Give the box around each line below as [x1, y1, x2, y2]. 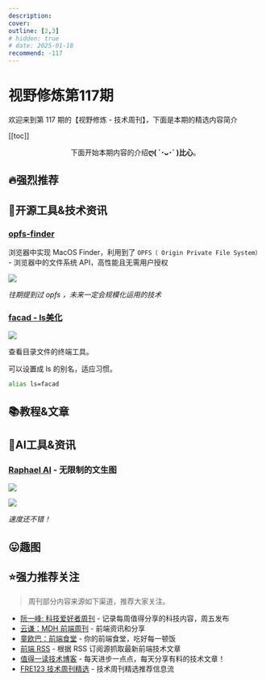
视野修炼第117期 [8, 86, 114, 105]
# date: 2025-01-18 [8, 42, 74, 50]
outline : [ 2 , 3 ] [8, 27, 60, 35]
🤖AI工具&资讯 [8, 437, 77, 452]
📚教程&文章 [8, 404, 70, 418]
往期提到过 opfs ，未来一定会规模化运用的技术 [8, 290, 162, 299]
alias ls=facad [8, 380, 60, 388]
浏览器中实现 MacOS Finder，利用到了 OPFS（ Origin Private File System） [8, 248, 262, 257]
